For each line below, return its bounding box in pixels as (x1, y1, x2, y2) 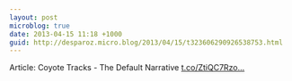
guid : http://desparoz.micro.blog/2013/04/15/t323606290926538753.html (9, 37, 283, 47)
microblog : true (9, 21, 70, 30)
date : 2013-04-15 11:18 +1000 (9, 29, 123, 38)
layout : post (9, 12, 58, 22)
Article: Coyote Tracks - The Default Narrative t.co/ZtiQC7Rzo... (9, 62, 245, 73)
